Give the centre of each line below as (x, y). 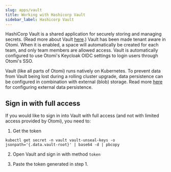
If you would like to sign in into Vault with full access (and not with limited (82, 116)
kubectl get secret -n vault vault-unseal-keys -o (60, 140)
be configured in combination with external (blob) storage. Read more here (84, 82)
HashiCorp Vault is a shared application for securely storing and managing (83, 34)
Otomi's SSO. (19, 61)
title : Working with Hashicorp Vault (45, 15)
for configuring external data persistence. (49, 87)
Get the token (27, 131)
